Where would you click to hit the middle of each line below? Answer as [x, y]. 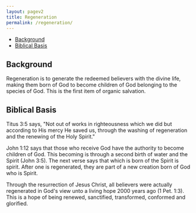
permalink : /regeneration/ [39, 22]
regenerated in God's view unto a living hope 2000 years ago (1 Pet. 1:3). [95, 191]
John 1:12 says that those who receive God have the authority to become [95, 148]
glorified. [17, 204]
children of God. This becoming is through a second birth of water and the [97, 154]
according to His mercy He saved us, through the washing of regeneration [97, 130]
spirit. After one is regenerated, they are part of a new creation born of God [98, 167]
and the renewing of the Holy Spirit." [50, 136]
